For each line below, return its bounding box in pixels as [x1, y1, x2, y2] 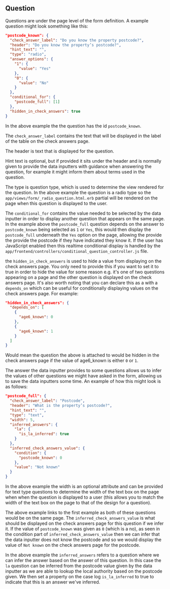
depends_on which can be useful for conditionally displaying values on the [5, 285, 158, 291]
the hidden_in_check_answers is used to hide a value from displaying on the [5, 258, 162, 264]
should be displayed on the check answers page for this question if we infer [5, 520, 164, 527]
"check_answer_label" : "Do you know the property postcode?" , [10, 38, 144, 43]
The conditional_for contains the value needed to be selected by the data [5, 210, 161, 216]
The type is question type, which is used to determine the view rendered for [5, 184, 164, 190]
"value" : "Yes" [18, 66, 51, 71]
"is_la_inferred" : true [18, 431, 70, 437]
